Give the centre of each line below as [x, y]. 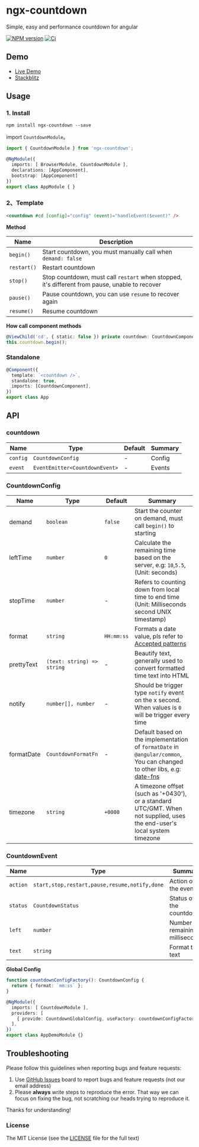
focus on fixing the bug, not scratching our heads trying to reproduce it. [102, 1098]
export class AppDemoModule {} [45, 1035]
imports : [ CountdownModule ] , [50, 1007]
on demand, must [159, 518]
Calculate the [153, 543]
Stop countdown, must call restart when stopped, [112, 277]
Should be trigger [159, 685]
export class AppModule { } [41, 187]
